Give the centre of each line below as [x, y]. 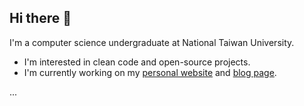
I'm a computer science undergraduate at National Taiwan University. [152, 42]
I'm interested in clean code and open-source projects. [137, 62]
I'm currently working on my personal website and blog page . [150, 72]
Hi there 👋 [40, 18]
